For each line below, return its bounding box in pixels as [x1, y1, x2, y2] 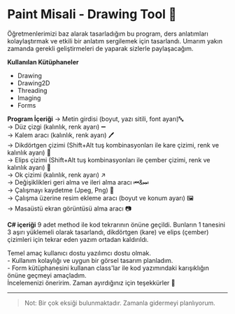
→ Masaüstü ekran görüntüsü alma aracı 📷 [7, 204, 131, 213]
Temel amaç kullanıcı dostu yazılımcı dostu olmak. [7, 248, 152, 257]
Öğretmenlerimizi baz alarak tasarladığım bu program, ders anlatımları [7, 29, 208, 38]
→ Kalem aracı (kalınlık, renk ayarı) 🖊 [7, 131, 115, 139]
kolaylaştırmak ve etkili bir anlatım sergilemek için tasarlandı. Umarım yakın [7, 36, 222, 45]
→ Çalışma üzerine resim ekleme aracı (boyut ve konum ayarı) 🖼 [7, 194, 194, 202]
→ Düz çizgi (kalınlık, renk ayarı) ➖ [7, 122, 106, 131]
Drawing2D [17, 78, 50, 87]
